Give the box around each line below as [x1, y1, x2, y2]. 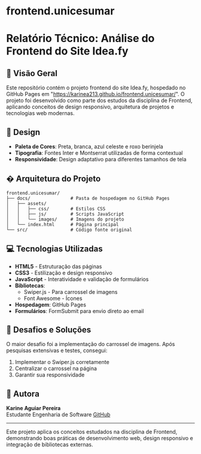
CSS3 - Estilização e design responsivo [14, 269, 112, 276]
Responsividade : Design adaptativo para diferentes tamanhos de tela [14, 156, 187, 163]
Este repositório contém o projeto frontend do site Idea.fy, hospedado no [6, 84, 186, 91]
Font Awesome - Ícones [23, 294, 83, 302]
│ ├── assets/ [6, 200, 47, 206]
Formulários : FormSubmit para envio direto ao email [14, 307, 144, 314]
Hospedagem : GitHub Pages [14, 301, 87, 308]
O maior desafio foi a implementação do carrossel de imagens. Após [6, 341, 175, 348]
